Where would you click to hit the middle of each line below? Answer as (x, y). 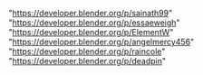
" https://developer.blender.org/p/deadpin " (87, 61)
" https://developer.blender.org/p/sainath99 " (91, 13)
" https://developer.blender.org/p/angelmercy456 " (101, 42)
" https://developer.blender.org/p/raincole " (87, 52)
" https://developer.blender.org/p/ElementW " (91, 32)
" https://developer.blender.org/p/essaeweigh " (94, 23)
